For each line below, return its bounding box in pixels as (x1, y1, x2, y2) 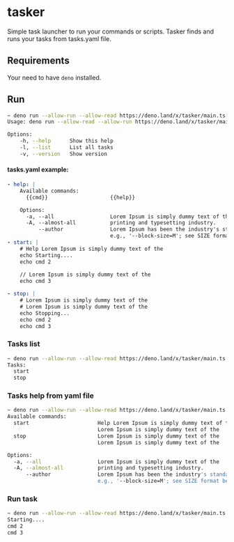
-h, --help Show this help (19, 137, 114, 145)
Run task (7, 494, 38, 504)
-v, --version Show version (19, 150, 108, 157)
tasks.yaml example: (7, 165, 69, 174)
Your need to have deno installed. (7, 73, 102, 82)
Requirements (7, 55, 70, 67)
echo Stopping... (19, 309, 70, 317)
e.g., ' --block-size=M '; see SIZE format (97, 478, 219, 485)
